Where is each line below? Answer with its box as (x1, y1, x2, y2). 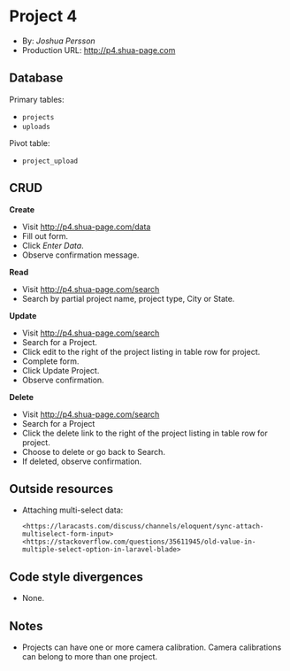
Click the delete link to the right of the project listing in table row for (21, 428, 268, 438)
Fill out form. (21, 230, 69, 241)
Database (9, 71, 64, 86)
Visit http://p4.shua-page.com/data (21, 221, 151, 232)
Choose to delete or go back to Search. (21, 446, 166, 457)
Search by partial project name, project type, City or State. (21, 293, 235, 304)
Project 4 (9, 6, 78, 27)
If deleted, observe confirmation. (21, 456, 142, 467)
